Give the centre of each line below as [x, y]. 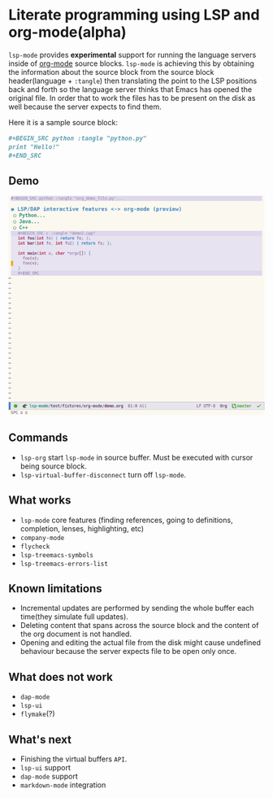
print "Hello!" [34, 147]
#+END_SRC [25, 155]
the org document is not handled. [76, 634]
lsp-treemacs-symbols [56, 555]
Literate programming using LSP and [134, 15]
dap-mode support [49, 776]
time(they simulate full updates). [74, 617]
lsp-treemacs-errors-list [64, 564]
